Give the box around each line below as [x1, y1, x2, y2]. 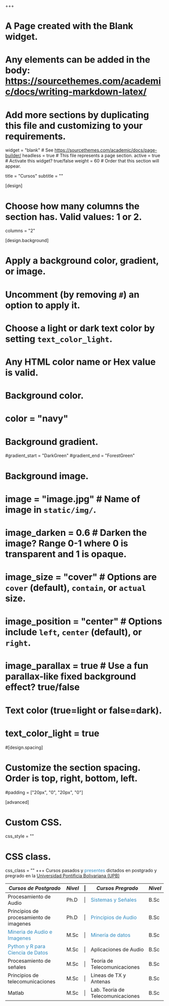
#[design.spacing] [5, 744, 43, 750]
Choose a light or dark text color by [5, 323, 155, 334]
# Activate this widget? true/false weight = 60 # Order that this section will [5, 158, 159, 164]
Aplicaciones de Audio [91, 946, 144, 953]
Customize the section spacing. [5, 762, 141, 773]
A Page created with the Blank [5, 21, 133, 32]
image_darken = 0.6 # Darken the [5, 527, 147, 538]
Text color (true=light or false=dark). [5, 705, 162, 716]
